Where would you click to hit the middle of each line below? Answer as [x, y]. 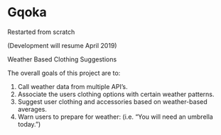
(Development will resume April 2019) [62, 45]
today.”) [29, 124]
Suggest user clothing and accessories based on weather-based [112, 101]
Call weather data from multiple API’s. [72, 86]
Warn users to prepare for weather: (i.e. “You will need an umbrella [115, 117]
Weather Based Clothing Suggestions [62, 59]
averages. [32, 109]
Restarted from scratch [41, 32]
